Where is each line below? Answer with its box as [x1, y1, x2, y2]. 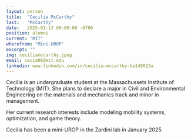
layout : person [6, 8, 43, 15]
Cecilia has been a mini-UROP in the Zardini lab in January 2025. [6, 126, 163, 133]
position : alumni [6, 30, 49, 36]
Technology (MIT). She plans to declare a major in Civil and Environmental [6, 85, 185, 92]
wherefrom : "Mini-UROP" [6, 41, 65, 47]
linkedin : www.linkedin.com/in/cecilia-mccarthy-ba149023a [6, 62, 154, 69]
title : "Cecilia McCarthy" [6, 14, 75, 20]
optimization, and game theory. [6, 115, 82, 122]
